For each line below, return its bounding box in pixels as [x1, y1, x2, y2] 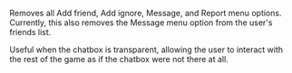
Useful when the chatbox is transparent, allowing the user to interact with [9, 44, 284, 55]
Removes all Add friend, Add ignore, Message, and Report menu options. [9, 8, 282, 18]
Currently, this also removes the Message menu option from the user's [9, 17, 273, 28]
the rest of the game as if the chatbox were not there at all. [9, 54, 229, 64]
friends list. [9, 27, 52, 37]
